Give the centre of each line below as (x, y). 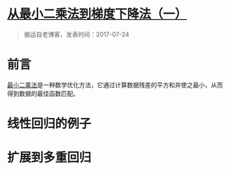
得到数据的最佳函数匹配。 (43, 93)
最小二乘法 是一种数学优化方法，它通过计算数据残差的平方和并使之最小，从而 (115, 85)
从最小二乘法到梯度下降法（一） (97, 14)
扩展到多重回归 (49, 158)
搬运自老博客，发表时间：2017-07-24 (77, 34)
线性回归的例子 (49, 124)
